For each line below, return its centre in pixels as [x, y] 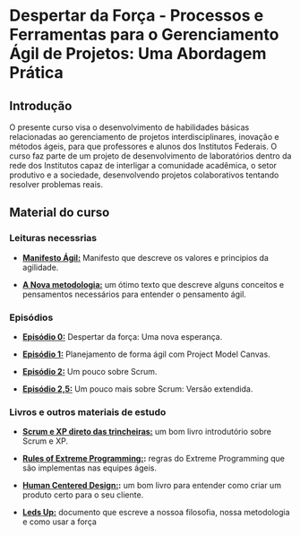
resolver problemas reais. [56, 184]
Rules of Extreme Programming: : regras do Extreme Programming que [153, 459]
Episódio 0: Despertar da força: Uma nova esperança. [122, 336]
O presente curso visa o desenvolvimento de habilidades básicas [129, 127]
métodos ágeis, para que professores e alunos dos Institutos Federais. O [143, 146]
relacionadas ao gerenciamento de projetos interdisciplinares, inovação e [144, 137]
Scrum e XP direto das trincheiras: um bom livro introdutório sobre [146, 432]
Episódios [31, 317]
